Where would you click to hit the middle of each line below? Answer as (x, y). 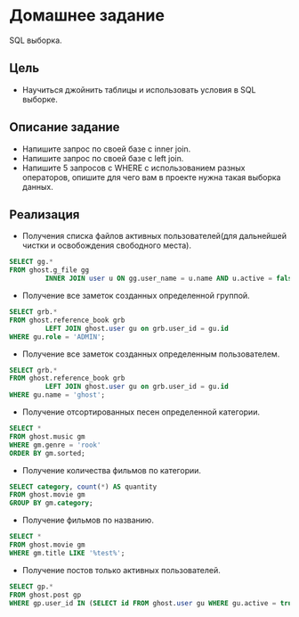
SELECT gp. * (31, 586)
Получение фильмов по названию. (88, 520)
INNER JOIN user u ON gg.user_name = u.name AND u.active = (159, 279)
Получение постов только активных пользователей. (121, 570)
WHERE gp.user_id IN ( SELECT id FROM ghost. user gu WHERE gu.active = (143, 603)
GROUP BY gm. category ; (51, 503)
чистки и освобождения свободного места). (106, 245)
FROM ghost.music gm (48, 436)
